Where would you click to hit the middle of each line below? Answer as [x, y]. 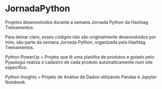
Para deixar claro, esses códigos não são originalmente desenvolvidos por [81, 37]
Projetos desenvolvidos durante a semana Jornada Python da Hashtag [77, 22]
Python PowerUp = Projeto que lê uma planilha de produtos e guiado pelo [80, 57]
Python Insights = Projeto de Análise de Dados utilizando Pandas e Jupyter [81, 77]
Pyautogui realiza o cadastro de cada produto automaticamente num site [79, 62]
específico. [16, 67]
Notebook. [16, 82]
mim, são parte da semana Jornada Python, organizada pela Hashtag [75, 42]
